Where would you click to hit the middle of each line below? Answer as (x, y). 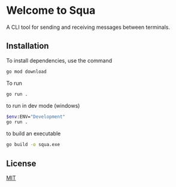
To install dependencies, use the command (59, 60)
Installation (28, 46)
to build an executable (34, 133)
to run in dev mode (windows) (43, 105)
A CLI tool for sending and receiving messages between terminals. (88, 27)
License (21, 163)
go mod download (26, 72)
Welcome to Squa (51, 11)
